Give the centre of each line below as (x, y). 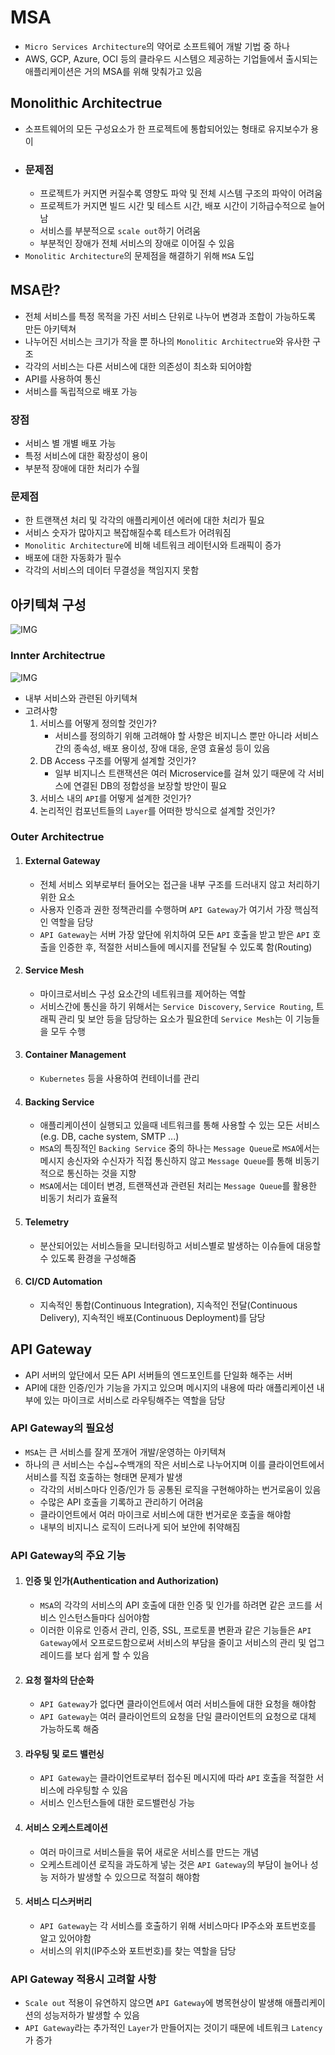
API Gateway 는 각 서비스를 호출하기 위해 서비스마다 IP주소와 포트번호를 (178, 1925)
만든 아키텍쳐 (50, 328)
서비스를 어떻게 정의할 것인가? (98, 723)
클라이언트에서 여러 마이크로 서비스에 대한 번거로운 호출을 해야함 (165, 1514)
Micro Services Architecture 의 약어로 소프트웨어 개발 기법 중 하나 (157, 46)
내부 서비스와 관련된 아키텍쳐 (81, 698)
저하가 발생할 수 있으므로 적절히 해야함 (125, 1877)
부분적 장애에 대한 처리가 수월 (82, 468)
